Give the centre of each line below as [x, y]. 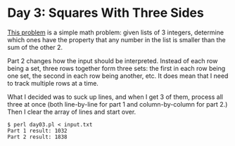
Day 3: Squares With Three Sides [106, 13]
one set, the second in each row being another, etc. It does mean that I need [118, 76]
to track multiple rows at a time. [53, 83]
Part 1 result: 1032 [38, 131]
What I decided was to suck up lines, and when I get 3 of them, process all [115, 97]
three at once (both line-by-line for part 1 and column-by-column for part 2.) [118, 104]
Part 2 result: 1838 [38, 137]
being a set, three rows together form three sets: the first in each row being [116, 68]
